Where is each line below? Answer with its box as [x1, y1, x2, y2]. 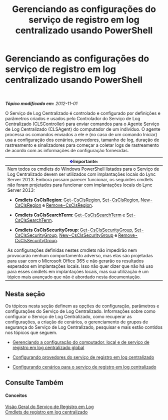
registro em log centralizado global [12, 344, 84, 350]
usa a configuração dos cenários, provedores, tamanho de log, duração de [5, 137, 159, 143]
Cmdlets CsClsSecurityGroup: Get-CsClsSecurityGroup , [14, 227, 133, 233]
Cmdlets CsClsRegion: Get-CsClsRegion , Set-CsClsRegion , [14, 197, 140, 203]
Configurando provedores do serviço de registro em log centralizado [12, 354, 154, 360]
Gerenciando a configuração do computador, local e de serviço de [12, 339, 150, 345]
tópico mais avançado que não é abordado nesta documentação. [7, 274, 141, 280]
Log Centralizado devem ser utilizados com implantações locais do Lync [7, 171, 156, 177]
